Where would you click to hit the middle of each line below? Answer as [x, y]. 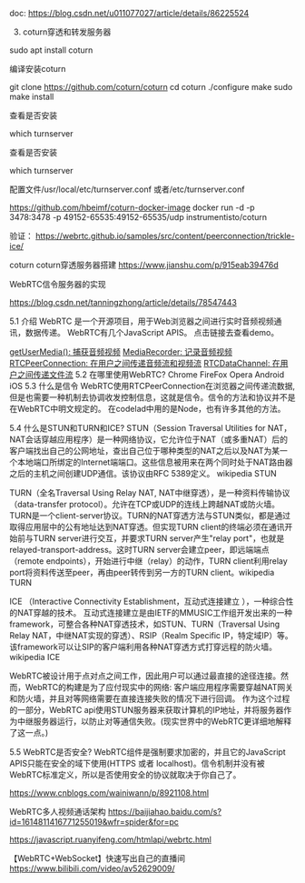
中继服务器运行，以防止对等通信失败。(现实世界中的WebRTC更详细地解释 [154, 721]
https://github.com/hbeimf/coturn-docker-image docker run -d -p [133, 207]
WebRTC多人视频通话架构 [58, 812]
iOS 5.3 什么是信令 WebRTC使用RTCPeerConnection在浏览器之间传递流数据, [152, 386]
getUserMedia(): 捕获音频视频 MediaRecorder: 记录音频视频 [121, 352]
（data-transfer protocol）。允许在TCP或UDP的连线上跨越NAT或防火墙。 [144, 504]
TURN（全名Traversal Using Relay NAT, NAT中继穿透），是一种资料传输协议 [150, 493]
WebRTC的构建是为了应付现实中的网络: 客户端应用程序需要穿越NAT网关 [159, 687]
